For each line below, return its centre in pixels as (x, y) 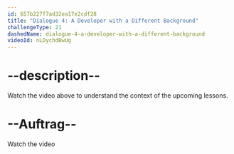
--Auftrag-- (42, 124)
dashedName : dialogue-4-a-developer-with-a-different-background (106, 34)
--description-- (54, 76)
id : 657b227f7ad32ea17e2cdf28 (52, 14)
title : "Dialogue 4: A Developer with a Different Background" (103, 21)
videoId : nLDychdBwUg (39, 41)
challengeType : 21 (34, 27)
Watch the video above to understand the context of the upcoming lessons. (118, 96)
